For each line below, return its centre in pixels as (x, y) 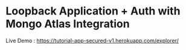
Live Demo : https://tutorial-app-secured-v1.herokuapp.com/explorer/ (92, 40)
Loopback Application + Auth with (93, 11)
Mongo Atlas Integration (68, 24)
